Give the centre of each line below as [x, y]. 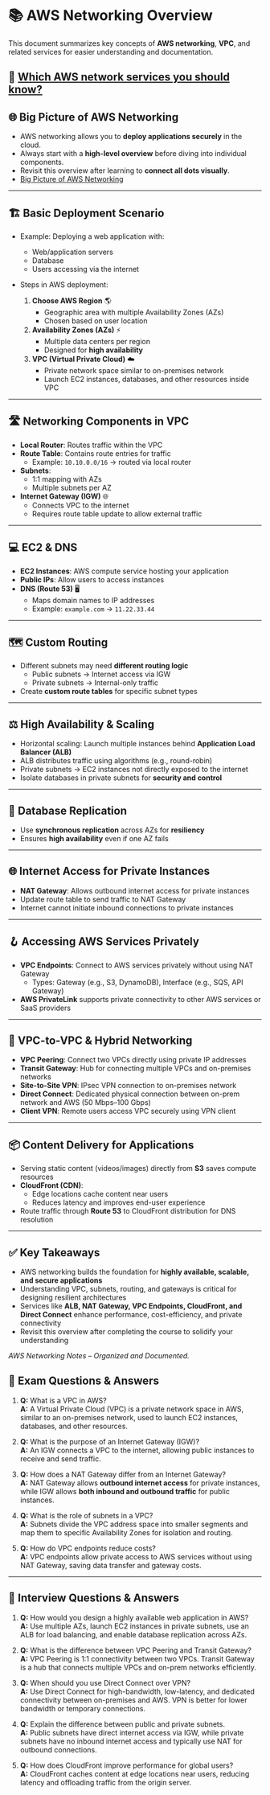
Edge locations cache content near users [100, 1194]
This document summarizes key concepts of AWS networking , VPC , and [129, 43]
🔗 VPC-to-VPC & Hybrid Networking [100, 1041]
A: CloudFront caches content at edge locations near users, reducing [135, 1773]
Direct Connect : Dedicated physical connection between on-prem [130, 1094]
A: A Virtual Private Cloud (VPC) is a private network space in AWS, [132, 1409]
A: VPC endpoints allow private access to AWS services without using [136, 1556]
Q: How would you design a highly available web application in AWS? [134, 1617]
